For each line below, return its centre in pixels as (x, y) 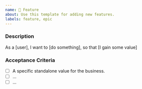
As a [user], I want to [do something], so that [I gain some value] (71, 47)
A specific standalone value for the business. (59, 71)
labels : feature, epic (29, 19)
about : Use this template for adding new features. (60, 14)
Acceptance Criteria (30, 60)
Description (20, 36)
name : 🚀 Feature (22, 10)
